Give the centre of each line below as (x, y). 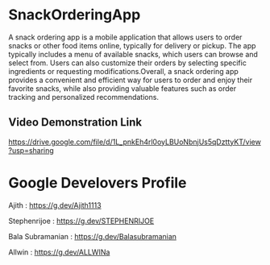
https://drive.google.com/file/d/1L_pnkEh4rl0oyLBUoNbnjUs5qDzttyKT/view (135, 142)
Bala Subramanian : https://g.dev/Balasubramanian (93, 236)
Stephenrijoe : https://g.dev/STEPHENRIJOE (81, 221)
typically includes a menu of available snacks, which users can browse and (133, 54)
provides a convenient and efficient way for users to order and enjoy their (130, 80)
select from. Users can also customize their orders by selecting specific (128, 63)
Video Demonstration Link (75, 122)
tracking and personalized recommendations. (84, 97)
